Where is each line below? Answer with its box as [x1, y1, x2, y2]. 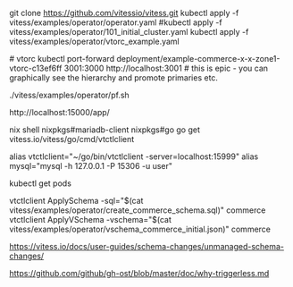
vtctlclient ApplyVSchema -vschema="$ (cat [9, 215, 172, 224]
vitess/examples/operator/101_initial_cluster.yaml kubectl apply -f [9, 27, 249, 37]
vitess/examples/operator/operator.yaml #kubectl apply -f [9, 17, 222, 28]
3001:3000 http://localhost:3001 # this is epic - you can [63, 63, 269, 73]
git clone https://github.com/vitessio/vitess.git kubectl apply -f [9, 8, 239, 18]
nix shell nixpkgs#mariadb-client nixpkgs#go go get [9, 124, 201, 135]
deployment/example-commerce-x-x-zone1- [115, 54, 280, 63]
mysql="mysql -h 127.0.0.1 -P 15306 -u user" [9, 161, 172, 171]
